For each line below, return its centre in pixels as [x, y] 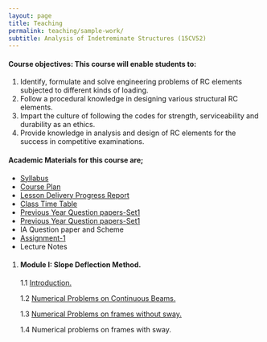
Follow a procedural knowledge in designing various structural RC [129, 99]
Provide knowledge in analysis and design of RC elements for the [128, 133]
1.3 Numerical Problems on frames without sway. [101, 314]
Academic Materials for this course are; [76, 160]
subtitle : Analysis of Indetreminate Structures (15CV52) [107, 38]
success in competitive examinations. [82, 142]
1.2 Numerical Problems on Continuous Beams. [98, 298]
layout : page [30, 16]
